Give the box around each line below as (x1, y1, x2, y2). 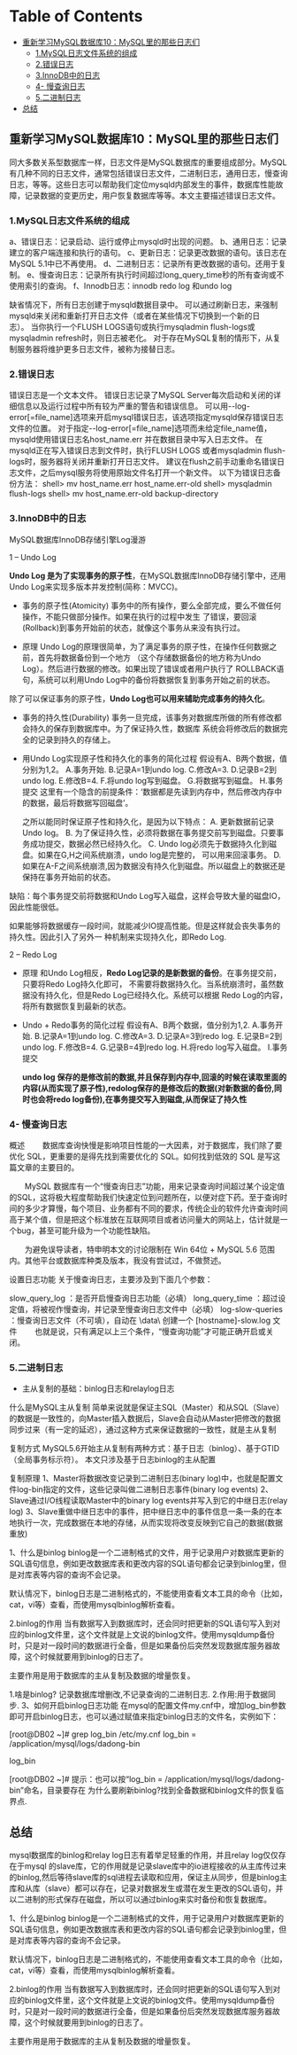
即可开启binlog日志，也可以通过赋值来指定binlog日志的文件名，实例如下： (9, 1711, 279, 1722)
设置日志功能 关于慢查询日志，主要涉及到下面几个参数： (9, 1274, 213, 1285)
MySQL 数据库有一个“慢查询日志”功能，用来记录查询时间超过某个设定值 (24, 1181, 286, 1192)
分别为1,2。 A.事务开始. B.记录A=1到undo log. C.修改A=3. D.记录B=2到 (21, 764, 277, 775)
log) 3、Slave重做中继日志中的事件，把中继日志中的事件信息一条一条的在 (9, 1506, 275, 1517)
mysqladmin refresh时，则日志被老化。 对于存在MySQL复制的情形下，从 (9, 332, 273, 343)
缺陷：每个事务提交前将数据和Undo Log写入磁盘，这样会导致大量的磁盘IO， (9, 890, 286, 901)
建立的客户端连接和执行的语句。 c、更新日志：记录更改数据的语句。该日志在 (9, 247, 287, 258)
